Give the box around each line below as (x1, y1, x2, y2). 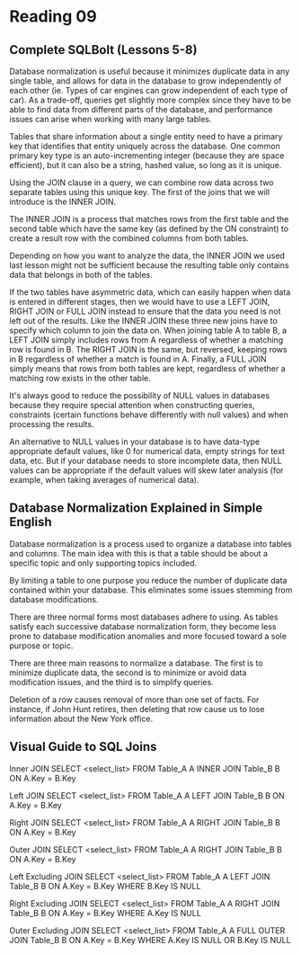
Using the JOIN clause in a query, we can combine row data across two (9, 177, 274, 188)
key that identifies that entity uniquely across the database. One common (9, 141, 280, 151)
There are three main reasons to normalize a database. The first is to (9, 657, 263, 668)
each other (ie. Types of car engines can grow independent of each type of (9, 85, 288, 95)
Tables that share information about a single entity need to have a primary (9, 131, 283, 141)
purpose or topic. (9, 640, 74, 651)
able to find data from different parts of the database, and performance (9, 104, 273, 114)
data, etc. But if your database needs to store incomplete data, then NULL (9, 456, 282, 466)
